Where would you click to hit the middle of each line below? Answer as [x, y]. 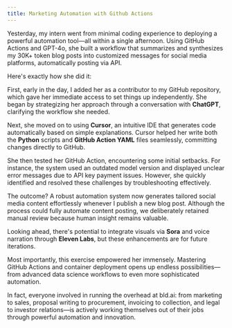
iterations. [21, 246]
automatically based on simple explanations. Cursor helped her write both [113, 132]
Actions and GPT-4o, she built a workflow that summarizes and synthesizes [115, 48]
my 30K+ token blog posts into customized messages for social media [107, 55]
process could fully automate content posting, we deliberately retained [108, 210]
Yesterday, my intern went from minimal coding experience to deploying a [112, 33]
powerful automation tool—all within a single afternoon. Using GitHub [106, 40]
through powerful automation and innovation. [72, 317]
